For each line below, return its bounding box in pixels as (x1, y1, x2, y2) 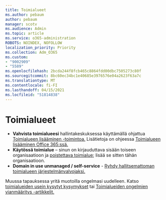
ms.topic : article (5, 31, 44, 36)
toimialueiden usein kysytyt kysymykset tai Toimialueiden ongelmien (5, 183, 148, 190)
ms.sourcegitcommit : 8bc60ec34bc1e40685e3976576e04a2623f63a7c (5, 73, 142, 78)
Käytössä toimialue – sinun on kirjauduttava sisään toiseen (12, 147, 136, 153)
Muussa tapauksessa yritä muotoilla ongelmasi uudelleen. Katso (5, 178, 139, 184)
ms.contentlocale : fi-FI (5, 83, 58, 88)
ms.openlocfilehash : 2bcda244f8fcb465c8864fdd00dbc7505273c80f (5, 69, 142, 74)
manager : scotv (5, 21, 37, 27)
